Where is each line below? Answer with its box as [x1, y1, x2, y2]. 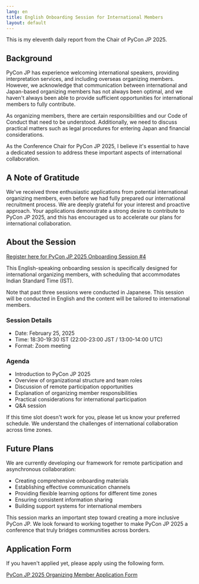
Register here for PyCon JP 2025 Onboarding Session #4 [6, 253, 147, 260]
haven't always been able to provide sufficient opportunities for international [6, 95, 193, 102]
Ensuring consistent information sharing [14, 496, 113, 503]
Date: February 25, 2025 [14, 329, 75, 337]
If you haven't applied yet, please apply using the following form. [6, 560, 165, 567]
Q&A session [14, 402, 46, 409]
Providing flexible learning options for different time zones [14, 490, 157, 497]
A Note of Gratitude [6, 172, 80, 183]
